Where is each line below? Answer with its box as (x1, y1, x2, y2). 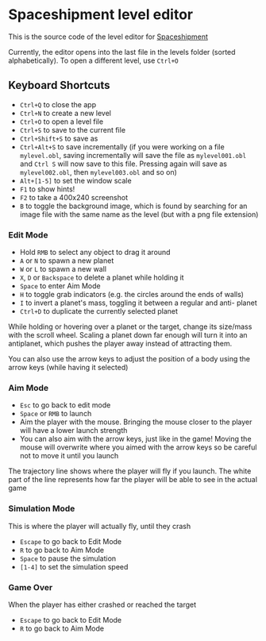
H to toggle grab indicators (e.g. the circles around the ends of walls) (19, 290, 245, 299)
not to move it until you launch (19, 451, 119, 461)
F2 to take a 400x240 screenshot (19, 192, 129, 202)
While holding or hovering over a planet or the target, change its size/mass (8, 322, 253, 331)
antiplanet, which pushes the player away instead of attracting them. (8, 339, 233, 349)
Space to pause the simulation (19, 554, 117, 563)
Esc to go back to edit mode (19, 400, 111, 410)
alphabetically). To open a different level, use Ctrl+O (8, 56, 179, 65)
